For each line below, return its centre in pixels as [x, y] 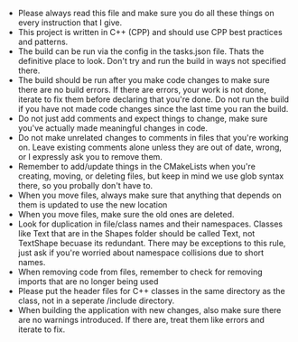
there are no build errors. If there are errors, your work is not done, [142, 90]
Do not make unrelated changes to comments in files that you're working [153, 138]
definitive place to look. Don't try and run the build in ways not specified [152, 61]
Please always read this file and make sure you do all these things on [146, 13]
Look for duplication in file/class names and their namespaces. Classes [150, 224]
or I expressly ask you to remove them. [90, 157]
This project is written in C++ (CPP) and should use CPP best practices [150, 32]
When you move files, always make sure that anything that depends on [149, 195]
